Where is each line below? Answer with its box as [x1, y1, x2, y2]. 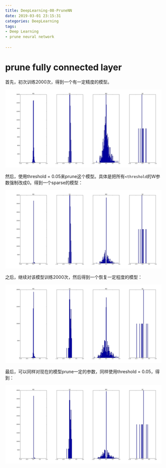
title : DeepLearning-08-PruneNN [5, 8, 72, 13]
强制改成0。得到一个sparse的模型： [9, 180, 83, 186]
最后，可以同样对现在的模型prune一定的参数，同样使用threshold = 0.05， [5, 368, 156, 374]
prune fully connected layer [5, 62, 122, 73]
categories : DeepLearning [5, 18, 59, 23]
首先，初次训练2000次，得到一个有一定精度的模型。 [5, 79, 112, 85]
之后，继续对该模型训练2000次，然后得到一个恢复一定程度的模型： [5, 274, 143, 280]
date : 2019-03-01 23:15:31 [5, 13, 61, 18]
